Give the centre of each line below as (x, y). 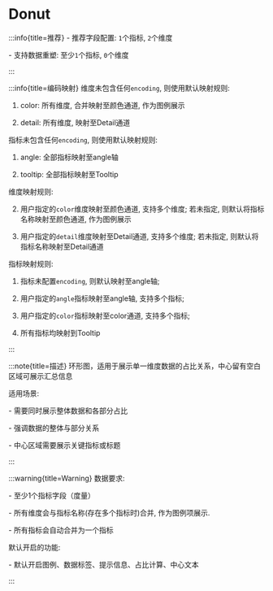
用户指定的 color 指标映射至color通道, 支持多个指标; (105, 315)
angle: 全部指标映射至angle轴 (69, 157)
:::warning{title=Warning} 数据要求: (67, 478)
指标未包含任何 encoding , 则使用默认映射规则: (83, 140)
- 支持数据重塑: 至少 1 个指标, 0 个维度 (69, 54)
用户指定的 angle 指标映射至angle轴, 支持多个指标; (102, 298)
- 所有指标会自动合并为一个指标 (61, 530)
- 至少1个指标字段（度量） (52, 495)
